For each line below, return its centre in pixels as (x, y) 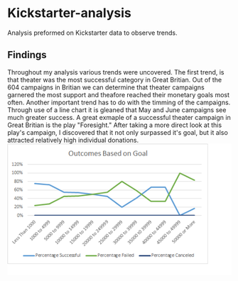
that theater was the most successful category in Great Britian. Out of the (115, 79)
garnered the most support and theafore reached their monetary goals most (118, 94)
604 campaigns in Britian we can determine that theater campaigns (106, 87)
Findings (27, 55)
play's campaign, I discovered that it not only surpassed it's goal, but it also (118, 132)
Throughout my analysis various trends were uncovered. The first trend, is (116, 72)
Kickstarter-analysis (69, 13)
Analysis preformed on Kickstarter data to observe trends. (92, 33)
